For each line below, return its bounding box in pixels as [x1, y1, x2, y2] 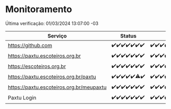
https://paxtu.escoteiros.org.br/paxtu [8, 74, 97, 81]
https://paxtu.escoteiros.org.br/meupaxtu [8, 84, 107, 91]
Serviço [47, 32, 67, 39]
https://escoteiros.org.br [8, 63, 66, 70]
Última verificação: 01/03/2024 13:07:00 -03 [5, 20, 99, 26]
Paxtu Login [8, 94, 37, 101]
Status [120, 32, 136, 39]
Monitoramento [5, 4, 72, 15]
